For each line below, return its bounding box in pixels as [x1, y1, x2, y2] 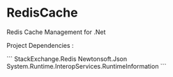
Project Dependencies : [6, 41, 74, 49]
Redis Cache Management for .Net [6, 28, 106, 36]
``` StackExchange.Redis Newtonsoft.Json [6, 54, 128, 63]
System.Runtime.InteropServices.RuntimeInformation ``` [6, 62, 167, 70]
